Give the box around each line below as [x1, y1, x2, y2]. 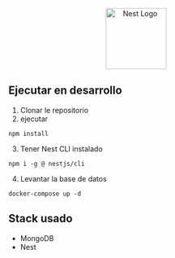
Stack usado [8, 212, 73, 225]
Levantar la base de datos [19, 173, 107, 183]
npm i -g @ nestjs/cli [8, 160, 85, 168]
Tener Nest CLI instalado [19, 143, 103, 154]
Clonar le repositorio [19, 105, 89, 115]
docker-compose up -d [8, 190, 82, 198]
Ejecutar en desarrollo [8, 84, 123, 98]
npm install [8, 129, 49, 138]
